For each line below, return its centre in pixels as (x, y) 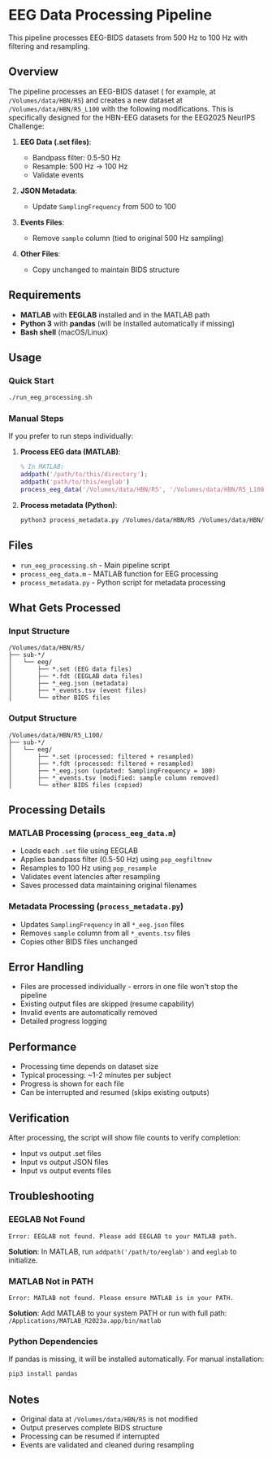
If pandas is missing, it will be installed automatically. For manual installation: (136, 1359)
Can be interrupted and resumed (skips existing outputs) (114, 1092)
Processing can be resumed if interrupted (90, 1436)
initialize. (23, 1260)
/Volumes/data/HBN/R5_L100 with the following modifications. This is (121, 108)
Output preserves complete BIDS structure (91, 1427)
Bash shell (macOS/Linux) (64, 332)
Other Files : (40, 253)
